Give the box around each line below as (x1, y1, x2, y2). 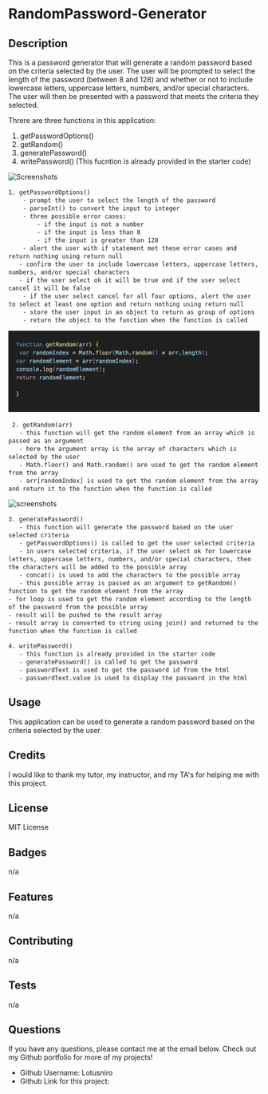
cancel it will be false (8, 284, 91, 292)
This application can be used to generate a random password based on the (8, 716, 255, 727)
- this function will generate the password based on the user (18, 523, 234, 531)
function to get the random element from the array (8, 587, 183, 595)
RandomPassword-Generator (8, 5, 207, 23)
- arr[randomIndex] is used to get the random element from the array (18, 477, 259, 485)
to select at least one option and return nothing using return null (8, 300, 245, 308)
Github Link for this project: (19, 1076, 110, 1086)
